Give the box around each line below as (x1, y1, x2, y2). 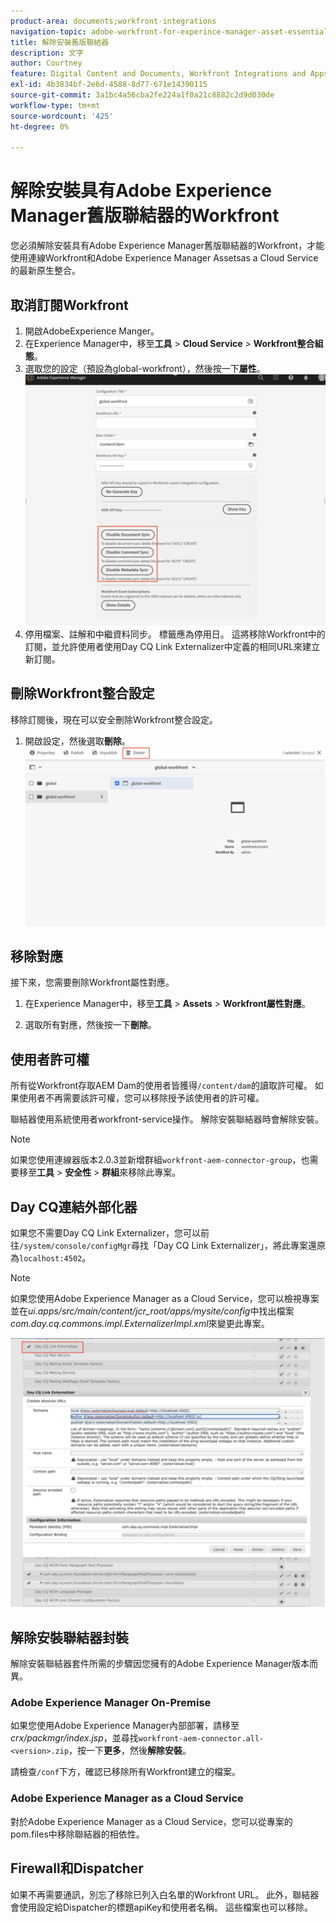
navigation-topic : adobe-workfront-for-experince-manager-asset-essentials (10, 26, 333, 37)
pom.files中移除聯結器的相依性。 (10, 1828, 145, 1840)
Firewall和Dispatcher (10, 1860, 144, 1877)
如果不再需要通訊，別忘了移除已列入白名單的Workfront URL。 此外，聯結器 (10, 1888, 320, 1900)
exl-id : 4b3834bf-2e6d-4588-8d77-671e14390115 (10, 80, 208, 90)
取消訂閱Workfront (10, 296, 129, 314)
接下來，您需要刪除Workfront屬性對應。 (10, 976, 175, 989)
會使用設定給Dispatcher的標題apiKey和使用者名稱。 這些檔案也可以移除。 (10, 1901, 313, 1913)
